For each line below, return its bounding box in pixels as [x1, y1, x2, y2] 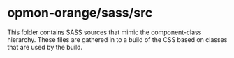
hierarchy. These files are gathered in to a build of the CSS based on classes [7, 35, 228, 43]
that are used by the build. [7, 43, 82, 51]
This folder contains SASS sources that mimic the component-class [7, 28, 202, 36]
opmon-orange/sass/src [7, 5, 153, 21]
